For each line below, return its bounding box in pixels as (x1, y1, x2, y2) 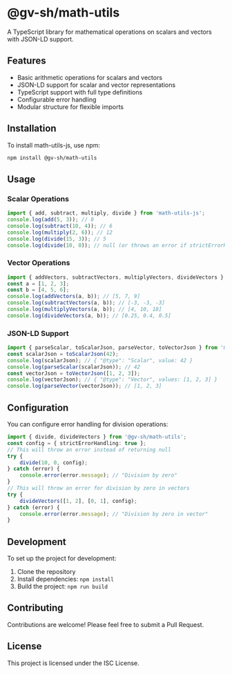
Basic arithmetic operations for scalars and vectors (17, 73, 163, 81)
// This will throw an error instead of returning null (7, 446, 171, 453)
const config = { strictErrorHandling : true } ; (7, 439, 147, 446)
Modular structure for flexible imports (17, 102, 124, 111)
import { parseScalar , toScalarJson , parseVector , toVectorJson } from (7, 344, 217, 351)
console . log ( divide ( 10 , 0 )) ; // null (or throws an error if (7, 241, 187, 249)
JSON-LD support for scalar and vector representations (17, 81, 176, 89)
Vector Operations (7, 258, 70, 268)
